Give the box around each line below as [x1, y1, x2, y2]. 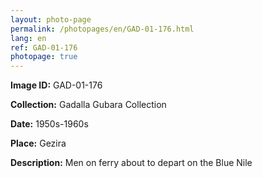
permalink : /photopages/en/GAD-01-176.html [10, 24, 195, 34]
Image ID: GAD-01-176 [10, 79, 103, 91]
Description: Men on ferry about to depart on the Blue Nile [10, 157, 253, 169]
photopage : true [10, 52, 78, 62]
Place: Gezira [10, 137, 67, 150]
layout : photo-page [10, 14, 92, 25]
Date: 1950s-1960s [10, 118, 89, 130]
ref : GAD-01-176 [10, 42, 78, 53]
